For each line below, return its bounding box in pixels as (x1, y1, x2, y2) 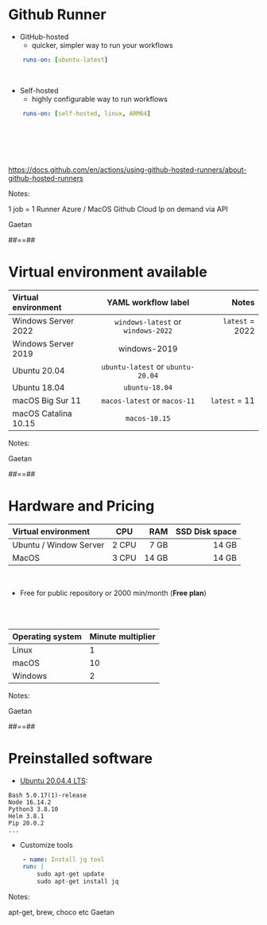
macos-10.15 (126, 414, 171, 423)
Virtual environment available (8, 263, 208, 280)
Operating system (12, 631, 82, 642)
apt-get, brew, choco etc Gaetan (8, 907, 115, 917)
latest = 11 (210, 394, 255, 406)
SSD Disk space (176, 526, 237, 537)
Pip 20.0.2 (8, 819, 44, 827)
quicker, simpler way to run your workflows (31, 40, 173, 49)
